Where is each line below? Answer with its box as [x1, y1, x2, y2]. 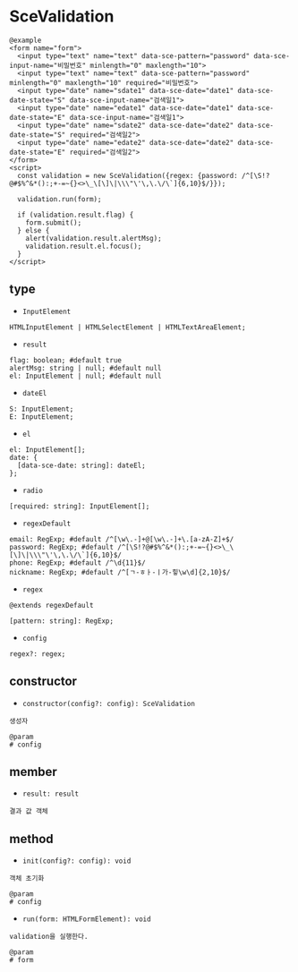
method [9, 831, 54, 847]
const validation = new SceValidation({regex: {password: [17, 171, 239, 180]
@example [9, 36, 42, 45]
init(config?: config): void [21, 857, 132, 865]
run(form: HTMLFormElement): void [21, 915, 151, 924]
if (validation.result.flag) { [17, 210, 134, 219]
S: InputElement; [9, 405, 74, 414]
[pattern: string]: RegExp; [9, 616, 115, 626]
